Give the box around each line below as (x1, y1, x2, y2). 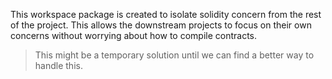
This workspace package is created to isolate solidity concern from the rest (10, 9, 322, 20)
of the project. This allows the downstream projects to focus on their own (10, 19, 312, 31)
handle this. (34, 60, 83, 71)
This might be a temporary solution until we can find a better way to (34, 49, 315, 61)
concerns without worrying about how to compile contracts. (10, 30, 258, 41)
